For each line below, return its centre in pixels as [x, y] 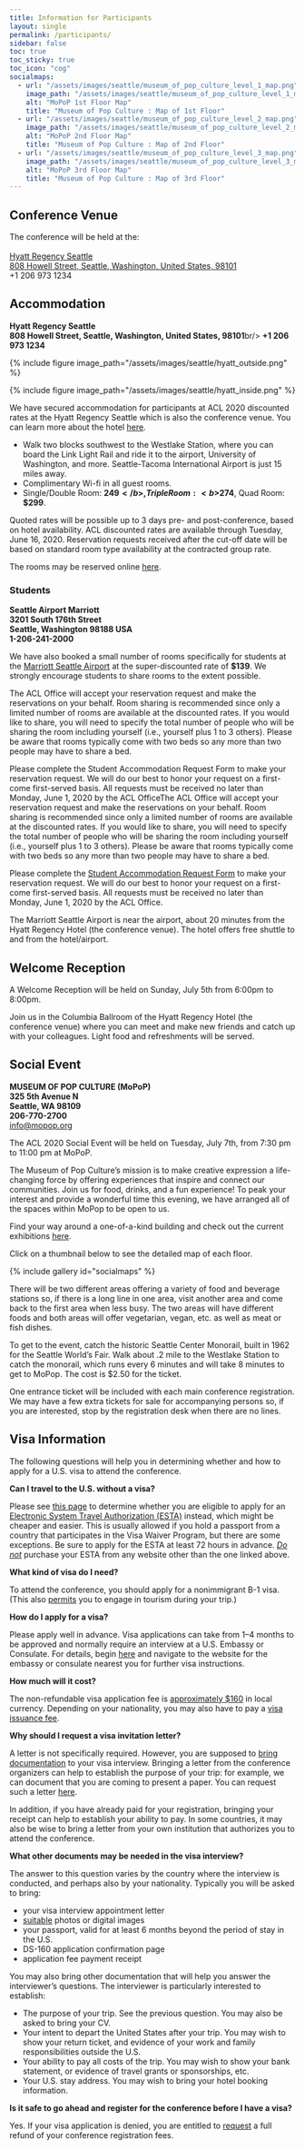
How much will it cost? [53, 1680]
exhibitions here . [40, 1235]
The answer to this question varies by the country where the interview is [144, 1873]
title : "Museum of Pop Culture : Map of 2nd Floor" [125, 144]
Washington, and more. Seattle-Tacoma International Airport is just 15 [152, 463]
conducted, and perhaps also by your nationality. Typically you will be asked [152, 1883]
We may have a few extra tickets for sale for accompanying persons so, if [147, 1401]
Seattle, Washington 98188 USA [71, 629]
